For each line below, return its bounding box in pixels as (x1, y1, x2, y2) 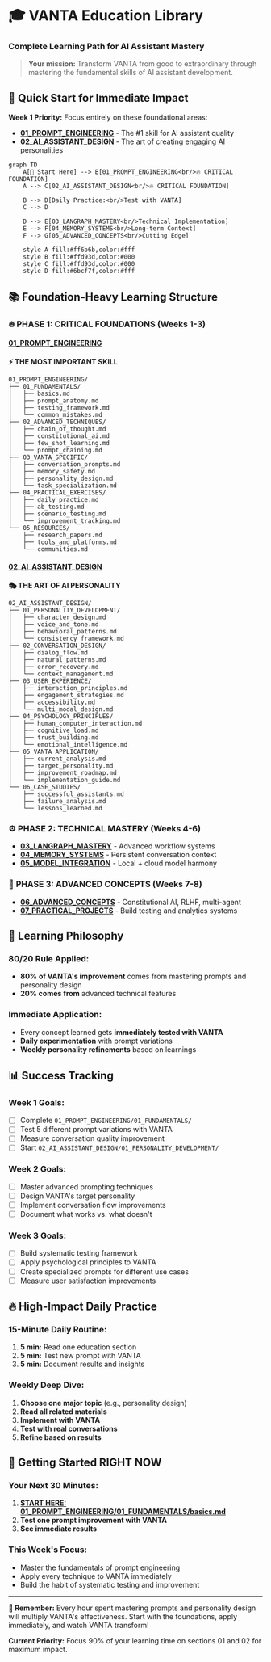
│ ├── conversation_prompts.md (8, 460, 121, 469)
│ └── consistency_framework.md (8, 635, 125, 643)
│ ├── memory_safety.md (8, 467, 95, 475)
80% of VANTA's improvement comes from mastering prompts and (19, 971, 247, 982)
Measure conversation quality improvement (19, 1134, 165, 1143)
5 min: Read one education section (19, 1342, 137, 1352)
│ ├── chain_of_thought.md (8, 425, 106, 433)
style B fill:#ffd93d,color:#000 (23, 253, 135, 261)
